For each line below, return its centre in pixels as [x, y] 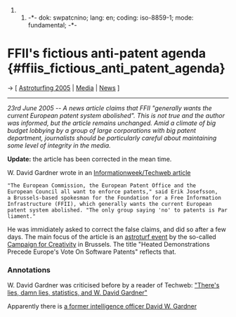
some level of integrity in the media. [59, 145]
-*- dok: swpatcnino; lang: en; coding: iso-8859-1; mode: [111, 18]
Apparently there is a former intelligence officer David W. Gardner [102, 306]
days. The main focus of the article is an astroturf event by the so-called [112, 237]
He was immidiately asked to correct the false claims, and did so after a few [117, 229]
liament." [22, 216]
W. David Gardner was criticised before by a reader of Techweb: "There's [113, 285]
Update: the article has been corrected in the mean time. [90, 159]
